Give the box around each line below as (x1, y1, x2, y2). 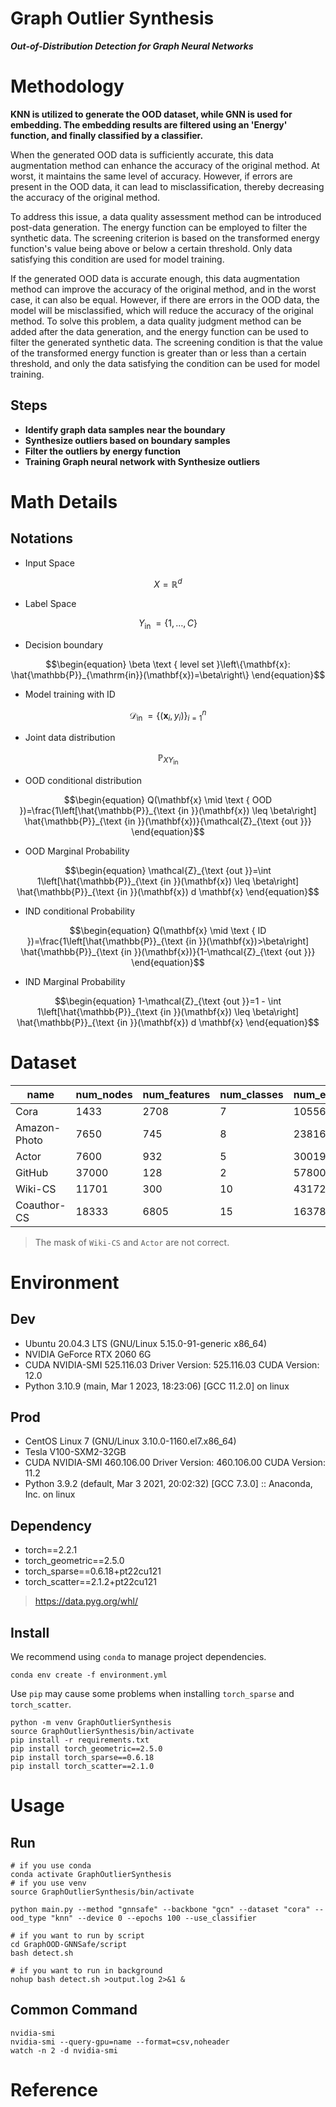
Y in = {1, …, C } (138, 617, 198, 632)
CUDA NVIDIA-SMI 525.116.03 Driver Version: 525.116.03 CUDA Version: (24, 1358, 320, 1371)
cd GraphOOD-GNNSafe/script (10, 1940, 128, 1950)
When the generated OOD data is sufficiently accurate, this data (10, 148, 274, 161)
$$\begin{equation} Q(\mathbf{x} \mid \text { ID (69, 924, 267, 936)
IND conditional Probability (24, 905, 136, 917)
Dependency (10, 1517, 92, 1534)
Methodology (10, 75, 125, 98)
